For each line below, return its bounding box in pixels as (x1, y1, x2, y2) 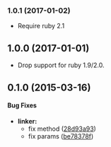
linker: (17, 117, 37, 125)
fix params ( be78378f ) (28, 131, 94, 140)
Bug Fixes (7, 101, 37, 110)
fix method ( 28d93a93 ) (28, 124, 97, 133)
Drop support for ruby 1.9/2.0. (17, 61, 105, 69)
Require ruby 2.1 (17, 22, 65, 30)
